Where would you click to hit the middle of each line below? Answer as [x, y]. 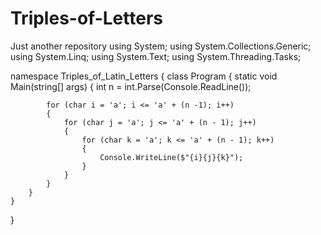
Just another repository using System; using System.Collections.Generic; [161, 46]
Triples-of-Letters [86, 18]
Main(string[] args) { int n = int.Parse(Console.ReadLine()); [131, 86]
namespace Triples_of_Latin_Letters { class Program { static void [144, 76]
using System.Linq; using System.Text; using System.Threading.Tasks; [156, 56]
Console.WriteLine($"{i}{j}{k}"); [171, 157]
